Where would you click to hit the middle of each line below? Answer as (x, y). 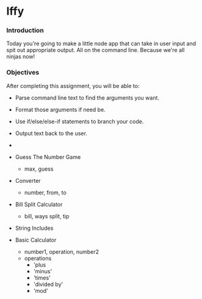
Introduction (25, 31)
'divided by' (48, 284)
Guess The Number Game (48, 157)
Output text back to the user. (51, 133)
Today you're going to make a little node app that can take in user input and (101, 43)
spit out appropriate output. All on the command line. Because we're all (96, 50)
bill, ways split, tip (47, 216)
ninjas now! (21, 57)
